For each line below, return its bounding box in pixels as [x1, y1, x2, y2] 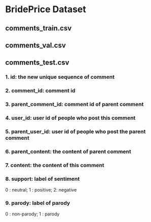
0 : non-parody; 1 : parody [5, 211, 60, 217]
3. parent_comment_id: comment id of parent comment [5, 101, 144, 108]
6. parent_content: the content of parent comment [5, 148, 132, 155]
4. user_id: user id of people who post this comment [5, 114, 136, 121]
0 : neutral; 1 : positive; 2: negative [5, 187, 77, 193]
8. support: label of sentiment [5, 175, 80, 182]
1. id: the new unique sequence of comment [5, 74, 115, 81]
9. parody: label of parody [5, 200, 70, 207]
